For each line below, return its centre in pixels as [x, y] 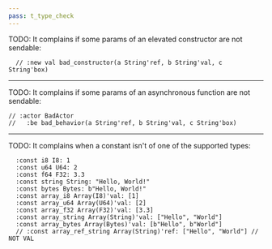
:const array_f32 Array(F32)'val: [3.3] [85, 210]
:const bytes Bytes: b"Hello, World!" [81, 189]
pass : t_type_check [41, 16]
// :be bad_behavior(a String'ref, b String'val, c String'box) [123, 122]
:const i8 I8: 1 [43, 160]
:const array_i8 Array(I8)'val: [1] [77, 195]
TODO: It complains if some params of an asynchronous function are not [130, 92]
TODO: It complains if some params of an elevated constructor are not [125, 39]
